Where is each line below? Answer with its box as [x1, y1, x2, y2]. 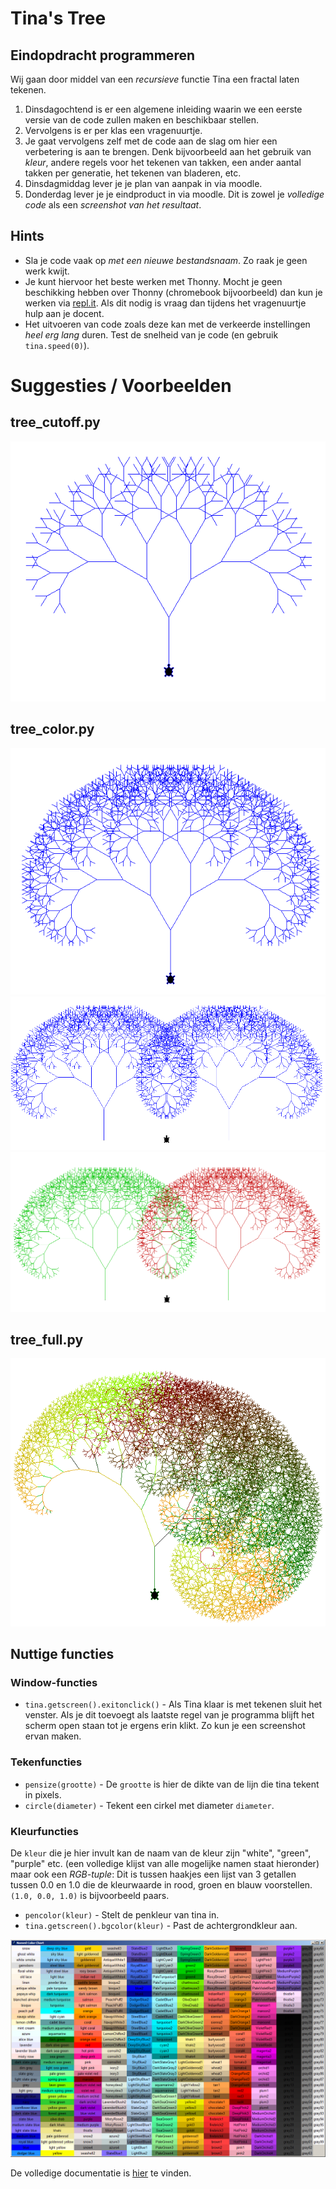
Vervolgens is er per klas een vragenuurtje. [24, 125, 203, 136]
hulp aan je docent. [24, 307, 105, 319]
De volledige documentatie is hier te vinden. [10, 2167, 192, 2179]
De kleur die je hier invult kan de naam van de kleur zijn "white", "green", [10, 1847, 312, 1859]
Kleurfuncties [10, 1824, 79, 1838]
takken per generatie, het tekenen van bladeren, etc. [24, 167, 242, 179]
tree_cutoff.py [10, 414, 101, 431]
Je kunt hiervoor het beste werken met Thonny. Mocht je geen [24, 275, 283, 287]
